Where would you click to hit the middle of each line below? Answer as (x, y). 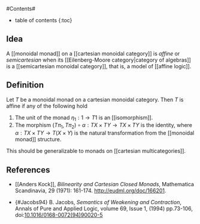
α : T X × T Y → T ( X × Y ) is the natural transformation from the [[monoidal (104, 133)
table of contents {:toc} (43, 20)
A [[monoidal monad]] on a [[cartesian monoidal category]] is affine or (93, 53)
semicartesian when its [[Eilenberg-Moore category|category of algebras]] (99, 60)
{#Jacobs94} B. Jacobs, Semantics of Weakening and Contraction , (98, 202)
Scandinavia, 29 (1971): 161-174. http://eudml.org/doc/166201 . (90, 190)
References (28, 170)
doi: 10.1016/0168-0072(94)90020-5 (59, 215)
